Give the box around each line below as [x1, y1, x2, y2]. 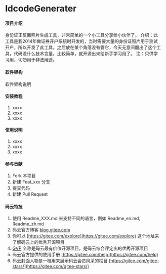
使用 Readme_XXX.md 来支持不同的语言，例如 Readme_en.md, [12, 216, 141, 222]
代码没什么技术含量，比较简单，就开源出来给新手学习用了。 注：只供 [13, 50, 154, 57]
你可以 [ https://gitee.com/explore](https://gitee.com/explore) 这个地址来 [12, 233, 160, 239]
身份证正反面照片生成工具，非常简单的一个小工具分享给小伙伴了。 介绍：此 [5, 32, 158, 38]
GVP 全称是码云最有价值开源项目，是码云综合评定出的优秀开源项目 [12, 245, 148, 251]
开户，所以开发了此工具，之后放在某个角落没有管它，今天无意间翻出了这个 [5, 45, 157, 50]
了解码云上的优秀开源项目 [12, 239, 65, 245]
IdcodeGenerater [5, 3, 77, 14]
